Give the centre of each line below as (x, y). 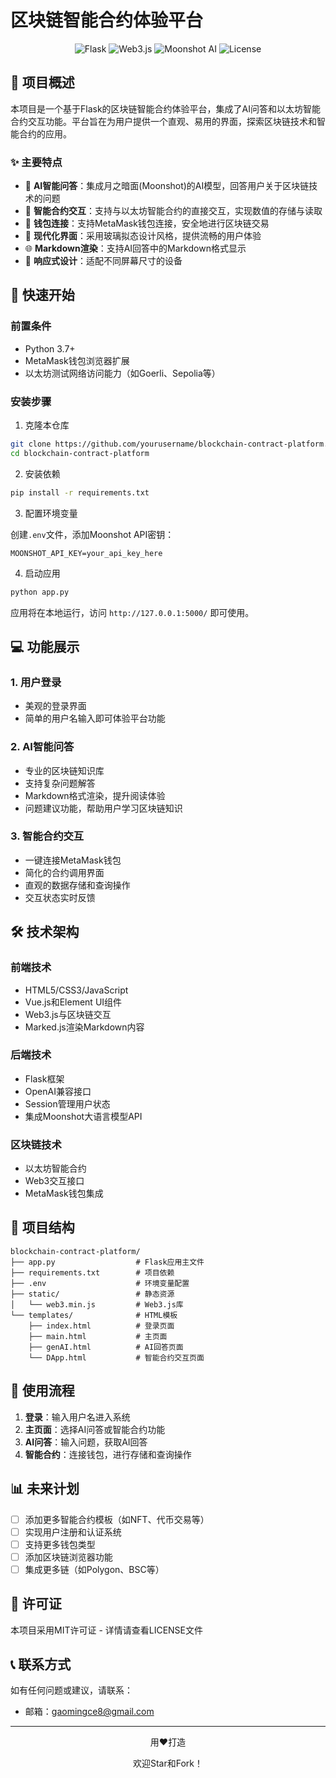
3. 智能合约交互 (47, 836)
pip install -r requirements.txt (80, 492)
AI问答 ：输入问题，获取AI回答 (86, 1442)
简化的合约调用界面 (64, 872)
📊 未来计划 (45, 1489)
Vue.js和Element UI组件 (73, 1002)
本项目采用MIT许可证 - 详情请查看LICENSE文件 (107, 1630)
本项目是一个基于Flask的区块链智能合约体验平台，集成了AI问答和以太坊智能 (166, 108)
